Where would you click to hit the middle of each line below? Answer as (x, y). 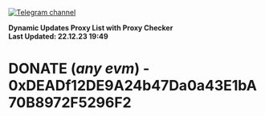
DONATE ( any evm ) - (79, 69)
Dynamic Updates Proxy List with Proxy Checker (91, 28)
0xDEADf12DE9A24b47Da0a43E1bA (132, 86)
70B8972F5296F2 (70, 103)
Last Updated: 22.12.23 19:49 (58, 36)
